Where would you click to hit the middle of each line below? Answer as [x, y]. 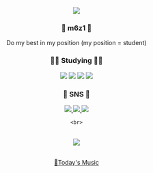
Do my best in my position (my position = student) [76, 43]
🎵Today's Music [76, 162]
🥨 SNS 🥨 [76, 94]
